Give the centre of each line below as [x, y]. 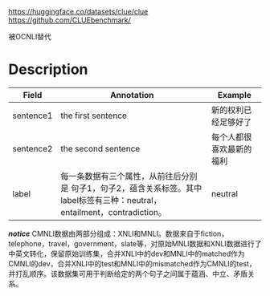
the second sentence [100, 148]
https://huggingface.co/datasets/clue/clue [78, 12]
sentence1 [33, 116]
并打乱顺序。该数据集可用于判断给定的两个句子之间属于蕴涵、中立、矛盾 [128, 274]
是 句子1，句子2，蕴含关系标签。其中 [131, 188]
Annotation [132, 95]
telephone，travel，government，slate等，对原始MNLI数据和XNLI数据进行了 [135, 243]
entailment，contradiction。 [113, 212]
